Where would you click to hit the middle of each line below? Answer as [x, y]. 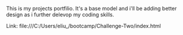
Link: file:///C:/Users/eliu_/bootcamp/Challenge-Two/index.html [84, 26]
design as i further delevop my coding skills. [60, 15]
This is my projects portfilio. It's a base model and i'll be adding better [91, 8]
